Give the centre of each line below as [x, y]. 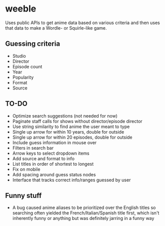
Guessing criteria [33, 44]
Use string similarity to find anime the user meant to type [71, 127]
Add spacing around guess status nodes [54, 174]
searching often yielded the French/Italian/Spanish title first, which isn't [86, 213]
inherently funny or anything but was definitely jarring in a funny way [83, 218]
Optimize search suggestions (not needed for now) [65, 116]
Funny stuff [23, 196]
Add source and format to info [43, 158]
